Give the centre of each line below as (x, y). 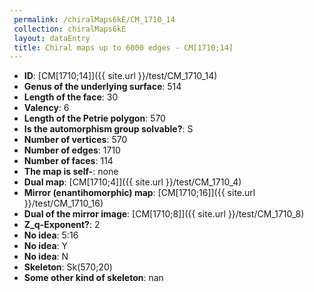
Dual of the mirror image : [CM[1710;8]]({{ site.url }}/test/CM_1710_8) (164, 214)
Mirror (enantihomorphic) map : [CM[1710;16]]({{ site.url (139, 193)
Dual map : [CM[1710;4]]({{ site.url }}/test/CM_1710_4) (132, 182)
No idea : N (46, 257)
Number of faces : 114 (68, 161)
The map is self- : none (71, 172)
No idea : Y (46, 246)
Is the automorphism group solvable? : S (108, 129)
